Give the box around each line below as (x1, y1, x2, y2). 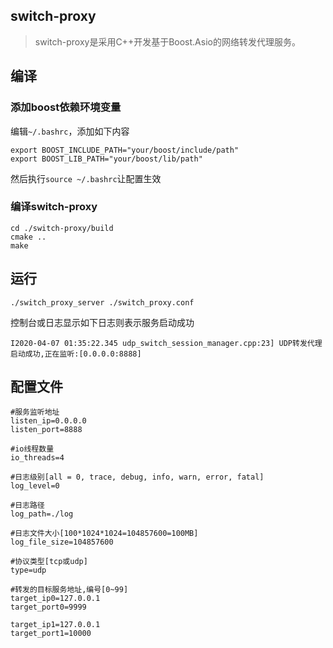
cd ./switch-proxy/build (10, 223, 114, 233)
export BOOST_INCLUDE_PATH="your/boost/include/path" (10, 145, 240, 155)
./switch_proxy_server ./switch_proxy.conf (10, 297, 195, 308)
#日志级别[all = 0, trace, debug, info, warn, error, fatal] (10, 472, 265, 483)
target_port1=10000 (10, 629, 92, 639)
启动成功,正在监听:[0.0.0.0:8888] (10, 349, 142, 359)
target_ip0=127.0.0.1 (10, 594, 101, 604)
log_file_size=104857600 (10, 537, 114, 548)
